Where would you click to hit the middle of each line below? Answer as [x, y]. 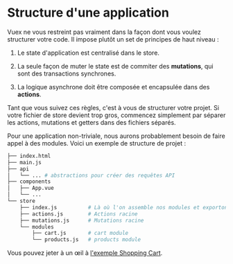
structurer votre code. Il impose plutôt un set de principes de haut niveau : [113, 39]
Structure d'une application [88, 13]
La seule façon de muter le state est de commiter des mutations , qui [115, 66]
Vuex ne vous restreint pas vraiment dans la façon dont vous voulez [104, 32]
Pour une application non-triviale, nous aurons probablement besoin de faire [116, 136]
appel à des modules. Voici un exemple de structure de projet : [96, 143]
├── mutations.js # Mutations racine [82, 220]
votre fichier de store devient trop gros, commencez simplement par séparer [116, 115]
